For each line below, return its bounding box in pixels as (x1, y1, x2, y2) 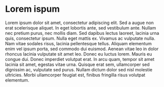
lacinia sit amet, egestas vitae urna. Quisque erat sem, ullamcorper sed (5, 61, 150, 67)
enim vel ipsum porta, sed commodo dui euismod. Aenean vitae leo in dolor (5, 46, 159, 52)
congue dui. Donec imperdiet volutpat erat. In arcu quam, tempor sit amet (5, 56, 155, 62)
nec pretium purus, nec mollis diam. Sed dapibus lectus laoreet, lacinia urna (5, 30, 160, 36)
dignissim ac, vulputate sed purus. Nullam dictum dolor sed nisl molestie (5, 66, 153, 72)
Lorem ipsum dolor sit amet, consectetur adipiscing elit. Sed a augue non (5, 20, 154, 26)
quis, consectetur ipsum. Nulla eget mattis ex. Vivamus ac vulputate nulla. (5, 35, 156, 41)
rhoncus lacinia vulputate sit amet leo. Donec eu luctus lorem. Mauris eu (5, 51, 152, 57)
